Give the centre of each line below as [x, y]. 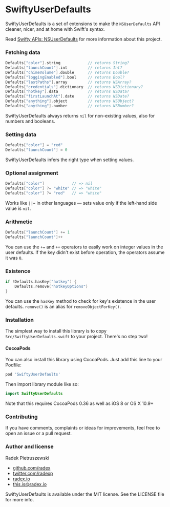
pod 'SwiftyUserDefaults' [33, 375]
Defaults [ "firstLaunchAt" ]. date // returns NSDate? [67, 96]
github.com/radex [31, 467]
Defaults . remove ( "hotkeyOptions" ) [51, 287]
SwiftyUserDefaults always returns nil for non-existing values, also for [80, 115]
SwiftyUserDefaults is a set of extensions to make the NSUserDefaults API [83, 24]
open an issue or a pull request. [39, 433]
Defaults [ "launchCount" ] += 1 [38, 232]
